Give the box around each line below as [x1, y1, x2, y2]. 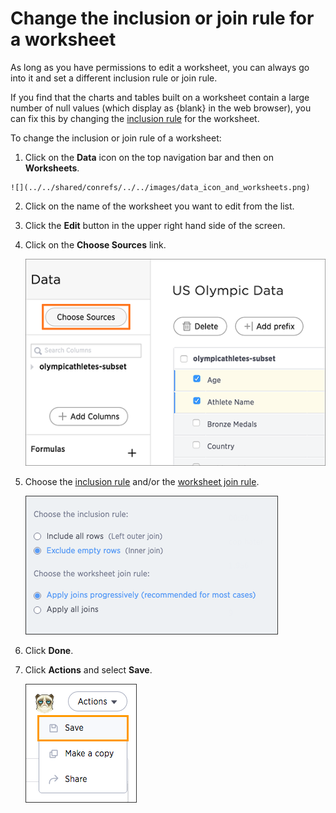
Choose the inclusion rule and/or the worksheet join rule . [24, 476, 260, 488]
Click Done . [24, 645, 74, 657]
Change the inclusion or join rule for [10, 7, 315, 30]
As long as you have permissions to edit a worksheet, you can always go [10, 61, 310, 73]
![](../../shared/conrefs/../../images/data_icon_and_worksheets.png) [10, 182, 311, 192]
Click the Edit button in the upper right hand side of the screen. [24, 219, 286, 231]
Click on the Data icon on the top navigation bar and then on [24, 151, 274, 163]
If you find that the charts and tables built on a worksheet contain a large [10, 91, 310, 103]
